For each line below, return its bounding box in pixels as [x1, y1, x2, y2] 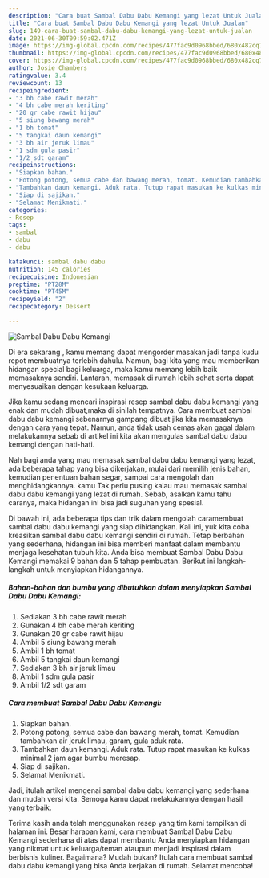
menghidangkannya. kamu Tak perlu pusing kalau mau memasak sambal [8, 480, 248, 490]
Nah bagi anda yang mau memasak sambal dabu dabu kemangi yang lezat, [8, 455, 256, 464]
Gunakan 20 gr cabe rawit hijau [19, 628, 124, 639]
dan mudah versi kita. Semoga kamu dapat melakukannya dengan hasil [8, 794, 243, 803]
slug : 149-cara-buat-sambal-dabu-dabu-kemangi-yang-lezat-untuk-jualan [8, 27, 252, 35]
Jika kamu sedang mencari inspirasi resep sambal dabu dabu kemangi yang [8, 397, 259, 406]
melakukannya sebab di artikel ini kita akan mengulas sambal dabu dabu [8, 431, 247, 440]
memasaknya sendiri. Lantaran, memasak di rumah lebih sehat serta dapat [8, 373, 254, 382]
